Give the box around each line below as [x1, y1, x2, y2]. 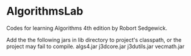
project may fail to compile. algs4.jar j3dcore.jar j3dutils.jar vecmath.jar [6, 43, 185, 50]
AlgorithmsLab [6, 4, 84, 18]
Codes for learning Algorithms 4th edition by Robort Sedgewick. [6, 24, 168, 32]
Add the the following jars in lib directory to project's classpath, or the [6, 36, 182, 43]
